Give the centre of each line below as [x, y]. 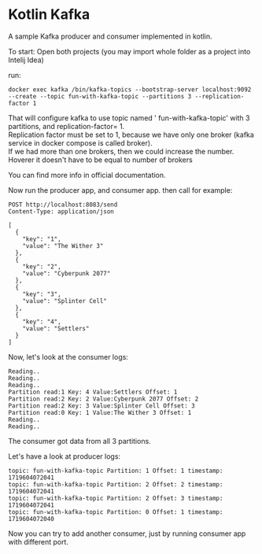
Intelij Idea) [26, 60]
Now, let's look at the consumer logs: [68, 356]
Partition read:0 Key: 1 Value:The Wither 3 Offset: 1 [100, 412]
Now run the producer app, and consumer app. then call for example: [120, 190]
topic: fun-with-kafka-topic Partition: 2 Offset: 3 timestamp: [116, 498]
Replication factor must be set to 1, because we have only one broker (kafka [131, 135]
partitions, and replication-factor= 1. [66, 126]
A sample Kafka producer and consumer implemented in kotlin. [110, 36]
